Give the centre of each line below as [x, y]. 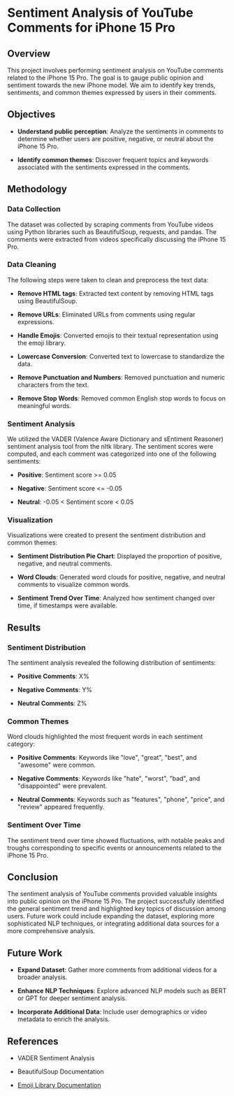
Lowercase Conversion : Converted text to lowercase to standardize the [121, 356]
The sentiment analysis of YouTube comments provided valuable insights [112, 894]
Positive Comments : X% [53, 677]
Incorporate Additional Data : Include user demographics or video [112, 1012]
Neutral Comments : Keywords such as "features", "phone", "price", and [121, 800]
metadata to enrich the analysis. [64, 1019]
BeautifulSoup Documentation [60, 1072]
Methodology [37, 189]
